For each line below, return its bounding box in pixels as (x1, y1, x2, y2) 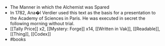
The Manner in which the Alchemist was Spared (10, 4, 110, 10)
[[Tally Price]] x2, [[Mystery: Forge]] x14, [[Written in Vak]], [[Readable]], (10, 26, 160, 32)
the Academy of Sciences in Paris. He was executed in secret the (10, 15, 146, 21)
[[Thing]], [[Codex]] (10, 31, 51, 37)
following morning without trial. (10, 21, 74, 26)
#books (10, 37, 26, 42)
